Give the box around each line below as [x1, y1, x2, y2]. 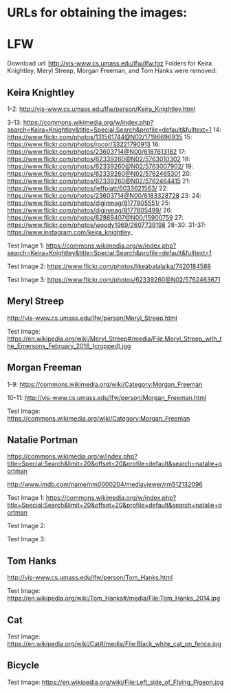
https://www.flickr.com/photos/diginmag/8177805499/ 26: [7, 205, 173, 214]
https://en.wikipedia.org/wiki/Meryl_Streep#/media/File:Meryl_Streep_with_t [7, 334, 222, 343]
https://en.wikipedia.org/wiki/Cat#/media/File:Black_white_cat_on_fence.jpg [7, 640, 222, 647]
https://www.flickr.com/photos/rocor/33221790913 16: [7, 140, 160, 148]
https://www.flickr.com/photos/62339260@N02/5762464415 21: [7, 177, 190, 185]
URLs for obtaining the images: [7, 5, 188, 21]
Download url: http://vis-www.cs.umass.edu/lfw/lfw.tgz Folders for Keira [7, 59, 212, 68]
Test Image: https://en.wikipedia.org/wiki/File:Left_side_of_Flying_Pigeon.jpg [7, 678, 224, 686]
